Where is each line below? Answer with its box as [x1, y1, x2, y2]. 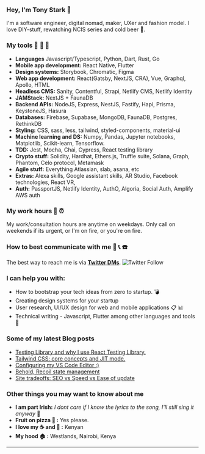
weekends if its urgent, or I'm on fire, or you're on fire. [6, 227, 142, 234]
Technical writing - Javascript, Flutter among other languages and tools [15, 313, 195, 320]
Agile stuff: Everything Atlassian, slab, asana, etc [15, 165, 140, 173]
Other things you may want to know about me [6, 389, 144, 398]
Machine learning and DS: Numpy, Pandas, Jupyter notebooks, [15, 133, 176, 140]
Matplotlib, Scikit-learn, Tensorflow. [15, 139, 105, 147]
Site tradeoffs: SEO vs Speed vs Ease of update [15, 374, 135, 381]
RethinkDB [15, 120, 42, 127]
